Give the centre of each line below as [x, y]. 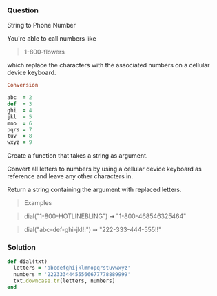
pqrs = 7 [20, 129]
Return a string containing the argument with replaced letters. [94, 190]
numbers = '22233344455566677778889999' [72, 275]
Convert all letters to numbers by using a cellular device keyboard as [104, 169]
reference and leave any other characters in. [70, 176]
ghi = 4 [20, 110]
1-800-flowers [44, 52]
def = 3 [20, 104]
